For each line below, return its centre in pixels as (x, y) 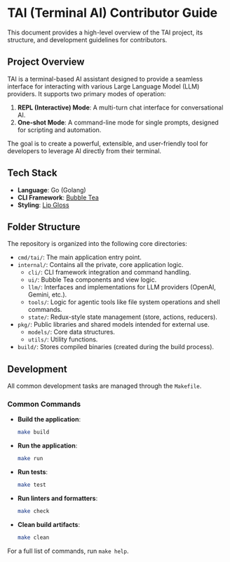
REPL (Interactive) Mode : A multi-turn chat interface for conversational (120, 107)
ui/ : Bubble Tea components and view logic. (92, 280)
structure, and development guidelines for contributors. (87, 39)
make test (32, 485)
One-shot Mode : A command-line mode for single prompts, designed (118, 122)
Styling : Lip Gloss (43, 204)
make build (33, 432)
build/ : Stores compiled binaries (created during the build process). (116, 347)
